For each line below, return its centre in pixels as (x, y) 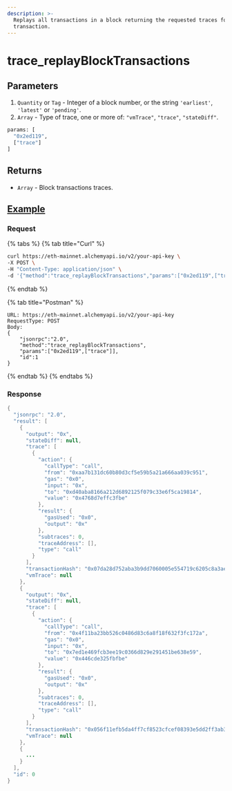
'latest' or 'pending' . (49, 110)
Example (26, 209)
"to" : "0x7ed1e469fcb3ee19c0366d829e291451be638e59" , (123, 652)
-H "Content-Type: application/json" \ (65, 269)
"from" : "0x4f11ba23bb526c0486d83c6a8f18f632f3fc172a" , (126, 633)
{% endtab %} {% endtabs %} (50, 376)
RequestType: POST (33, 321)
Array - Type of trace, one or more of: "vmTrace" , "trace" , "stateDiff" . (118, 117)
